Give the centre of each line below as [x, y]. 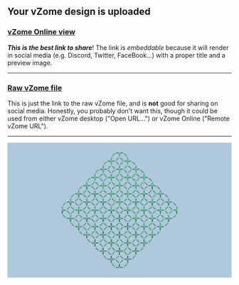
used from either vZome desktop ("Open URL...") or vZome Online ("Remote [118, 118]
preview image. [30, 63]
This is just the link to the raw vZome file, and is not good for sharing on [113, 103]
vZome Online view [42, 32]
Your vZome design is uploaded [79, 12]
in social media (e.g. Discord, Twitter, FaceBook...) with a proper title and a [116, 55]
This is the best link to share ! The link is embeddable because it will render [118, 47]
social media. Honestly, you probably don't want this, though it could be [113, 110]
